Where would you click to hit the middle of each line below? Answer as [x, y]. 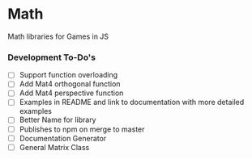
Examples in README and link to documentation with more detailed [132, 103]
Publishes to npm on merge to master [82, 129]
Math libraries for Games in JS [58, 36]
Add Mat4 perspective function [71, 93]
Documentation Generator [63, 138]
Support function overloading [68, 75]
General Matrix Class [54, 147]
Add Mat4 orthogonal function [70, 84]
